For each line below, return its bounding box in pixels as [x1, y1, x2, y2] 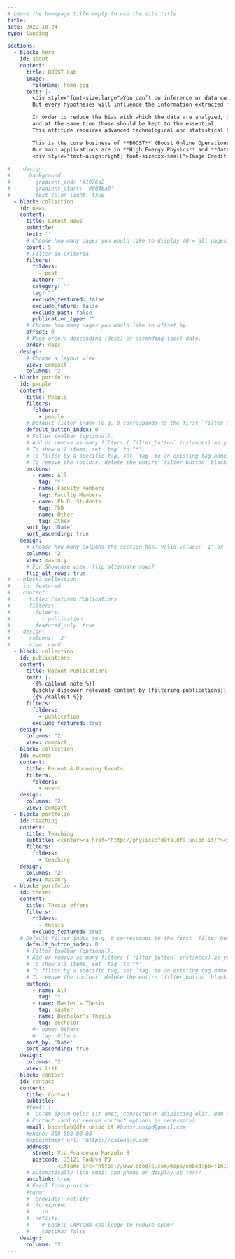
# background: [7, 172, 64, 179]
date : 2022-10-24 [7, 23, 58, 30]
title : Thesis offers [25, 902, 90, 909]
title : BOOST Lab [25, 68, 77, 76]
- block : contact [13, 1071, 64, 1078]
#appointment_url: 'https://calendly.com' [25, 1136, 152, 1143]
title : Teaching [25, 830, 73, 838]
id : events [20, 752, 52, 759]
